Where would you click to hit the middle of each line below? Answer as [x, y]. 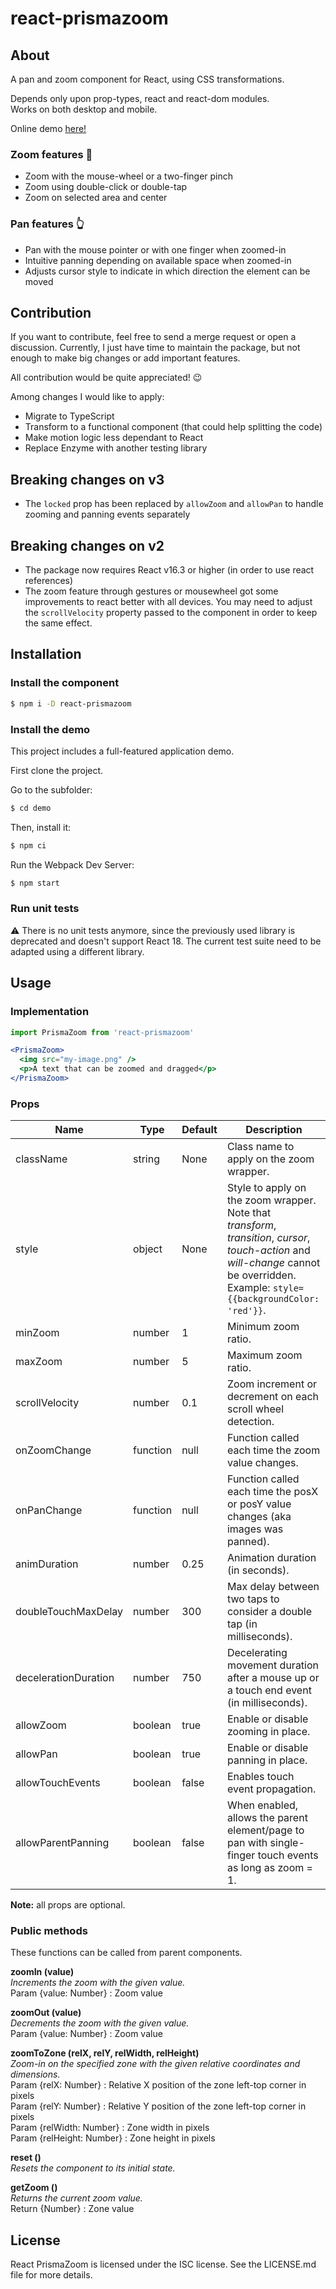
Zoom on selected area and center [96, 198]
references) [49, 581]
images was [255, 1529]
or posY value [259, 1504]
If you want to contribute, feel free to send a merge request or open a [153, 337]
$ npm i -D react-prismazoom [71, 703]
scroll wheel [255, 1409]
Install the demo [50, 729]
